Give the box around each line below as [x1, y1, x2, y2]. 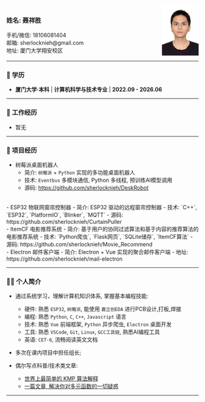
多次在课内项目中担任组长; [15, 349, 82, 356]
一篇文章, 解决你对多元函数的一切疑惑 [24, 382, 119, 390]
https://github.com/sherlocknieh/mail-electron [6, 255, 123, 262]
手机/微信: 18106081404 [6, 31, 67, 39]
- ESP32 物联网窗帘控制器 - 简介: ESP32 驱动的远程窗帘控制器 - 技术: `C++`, [6, 203, 197, 210]
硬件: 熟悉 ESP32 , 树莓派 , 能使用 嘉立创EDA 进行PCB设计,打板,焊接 [24, 305, 182, 313]
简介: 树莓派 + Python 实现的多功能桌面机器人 [24, 168, 135, 176]
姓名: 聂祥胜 [6, 17, 41, 25]
